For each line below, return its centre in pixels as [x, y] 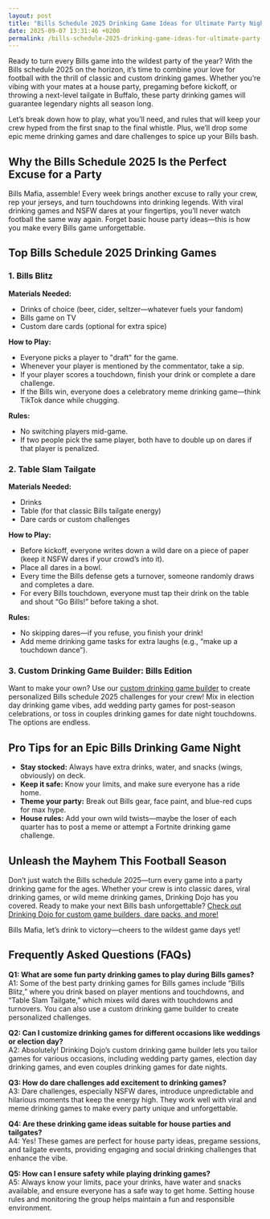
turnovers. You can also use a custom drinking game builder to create [124, 1008]
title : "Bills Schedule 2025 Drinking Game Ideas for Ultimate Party [127, 23]
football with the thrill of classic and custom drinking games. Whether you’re [135, 78]
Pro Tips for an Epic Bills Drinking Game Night [125, 747]
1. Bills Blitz [31, 276]
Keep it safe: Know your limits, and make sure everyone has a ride [130, 784]
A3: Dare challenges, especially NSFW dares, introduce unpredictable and [131, 1091]
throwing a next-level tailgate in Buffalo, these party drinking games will [127, 95]
